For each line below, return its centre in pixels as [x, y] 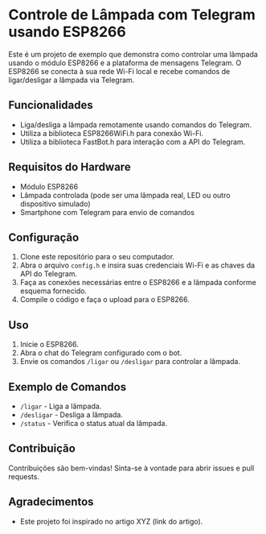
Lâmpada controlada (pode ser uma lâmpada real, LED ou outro [125, 195]
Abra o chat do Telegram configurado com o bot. [101, 353]
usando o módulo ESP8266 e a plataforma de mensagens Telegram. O [125, 63]
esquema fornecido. [53, 291]
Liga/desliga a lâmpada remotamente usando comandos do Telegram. [136, 124]
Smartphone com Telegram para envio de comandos [107, 212]
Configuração [44, 237]
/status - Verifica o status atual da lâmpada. [93, 423]
